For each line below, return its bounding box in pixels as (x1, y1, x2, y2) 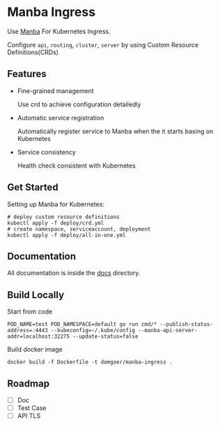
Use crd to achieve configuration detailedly (17, 100, 141, 108)
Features (7, 68, 47, 80)
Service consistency (17, 147, 77, 156)
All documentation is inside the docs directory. (7, 269, 141, 277)
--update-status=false (72, 333, 139, 341)
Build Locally (7, 289, 65, 301)
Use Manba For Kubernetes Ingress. (7, 27, 111, 35)
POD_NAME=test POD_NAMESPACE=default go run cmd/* (7, 321, 157, 328)
